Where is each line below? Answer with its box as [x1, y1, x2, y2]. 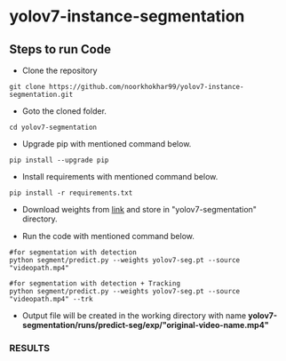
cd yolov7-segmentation [9, 123, 98, 132]
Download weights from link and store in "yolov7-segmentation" [21, 205, 258, 214]
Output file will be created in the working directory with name [21, 310, 247, 321]
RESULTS [9, 341, 51, 354]
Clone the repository [21, 65, 98, 76]
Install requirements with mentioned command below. [21, 172, 218, 181]
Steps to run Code [9, 42, 111, 57]
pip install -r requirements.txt [9, 189, 133, 197]
